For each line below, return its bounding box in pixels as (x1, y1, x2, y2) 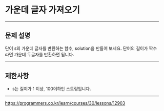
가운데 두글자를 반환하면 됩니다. (14, 51, 74, 57)
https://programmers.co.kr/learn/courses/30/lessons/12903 (5, 100, 125, 106)
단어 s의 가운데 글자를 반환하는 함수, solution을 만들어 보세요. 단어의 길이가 (5, 45, 148, 51)
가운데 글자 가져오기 (5, 4, 81, 16)
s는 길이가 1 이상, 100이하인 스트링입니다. (12, 86, 91, 91)
